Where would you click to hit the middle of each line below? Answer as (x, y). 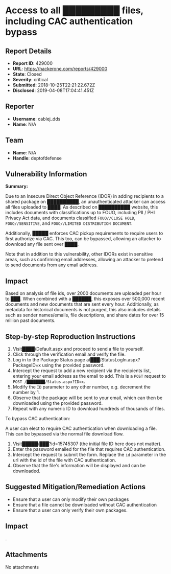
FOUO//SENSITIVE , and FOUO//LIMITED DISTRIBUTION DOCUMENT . (69, 223)
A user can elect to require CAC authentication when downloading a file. (81, 428)
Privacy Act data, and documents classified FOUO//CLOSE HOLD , (70, 218)
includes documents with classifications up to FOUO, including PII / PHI (80, 213)
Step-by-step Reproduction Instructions (70, 337)
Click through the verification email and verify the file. (69, 354)
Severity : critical (30, 79)
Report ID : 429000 (32, 63)
